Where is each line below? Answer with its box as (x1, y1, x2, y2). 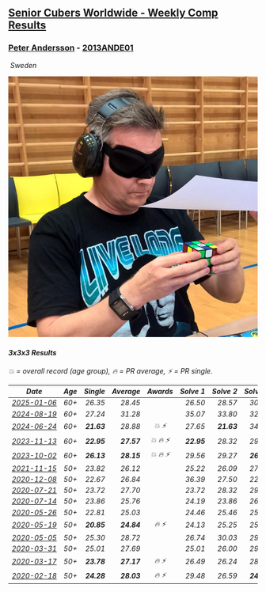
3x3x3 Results (8, 348, 57, 358)
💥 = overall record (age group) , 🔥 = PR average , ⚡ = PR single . (8, 366, 213, 375)
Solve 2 (211, 387, 237, 397)
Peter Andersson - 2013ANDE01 (8, 43, 134, 54)
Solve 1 (179, 387, 206, 397)
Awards (146, 387, 173, 397)
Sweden (9, 60, 37, 70)
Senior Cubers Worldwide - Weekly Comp (8, 6, 218, 20)
